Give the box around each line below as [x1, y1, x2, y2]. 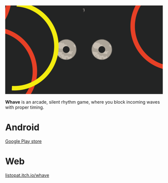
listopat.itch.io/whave [5, 172, 49, 178]
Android [5, 122, 40, 133]
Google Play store [5, 138, 42, 144]
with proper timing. [5, 104, 44, 110]
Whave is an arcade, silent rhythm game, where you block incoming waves [5, 99, 160, 105]
